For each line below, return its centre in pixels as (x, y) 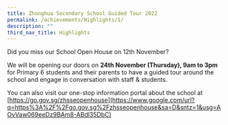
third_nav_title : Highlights (49, 32)
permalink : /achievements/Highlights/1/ (66, 20)
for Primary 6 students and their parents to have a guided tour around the (111, 72)
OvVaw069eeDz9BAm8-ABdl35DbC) (59, 115)
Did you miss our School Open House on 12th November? (88, 52)
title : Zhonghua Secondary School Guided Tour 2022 (82, 13)
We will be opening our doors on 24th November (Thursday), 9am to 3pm (112, 65)
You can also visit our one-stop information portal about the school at (105, 93)
